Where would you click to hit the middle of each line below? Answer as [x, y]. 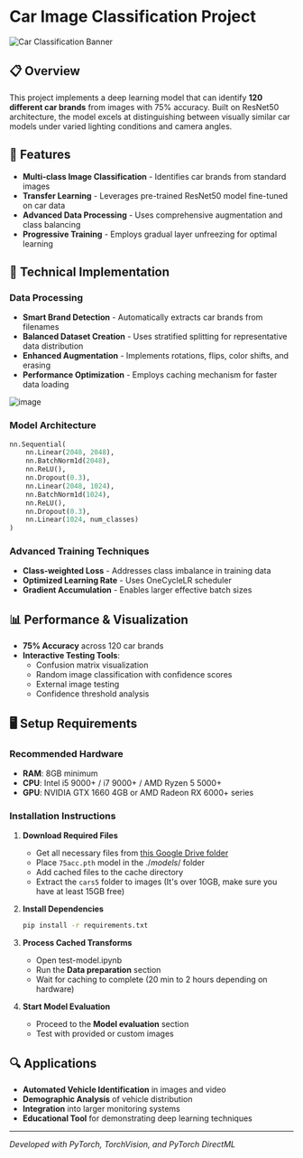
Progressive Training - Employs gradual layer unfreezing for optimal [150, 234]
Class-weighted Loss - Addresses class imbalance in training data [147, 571]
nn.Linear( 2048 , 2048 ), [70, 453]
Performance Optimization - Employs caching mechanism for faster [150, 375]
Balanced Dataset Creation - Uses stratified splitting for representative [155, 337]
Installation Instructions [63, 816]
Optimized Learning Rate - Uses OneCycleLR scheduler [127, 581]
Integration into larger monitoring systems [101, 1108]
